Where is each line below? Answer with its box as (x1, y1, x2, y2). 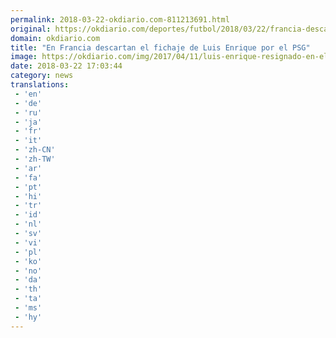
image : (10, 52, 38, 62)
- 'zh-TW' (14, 154, 56, 164)
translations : (10, 80, 70, 90)
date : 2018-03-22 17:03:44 (10, 61, 123, 71)
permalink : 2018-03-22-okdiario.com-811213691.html (10, 14, 230, 25)
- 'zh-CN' (14, 145, 56, 155)
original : (10, 24, 52, 34)
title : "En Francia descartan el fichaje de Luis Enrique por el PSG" (10, 42, 311, 53)
